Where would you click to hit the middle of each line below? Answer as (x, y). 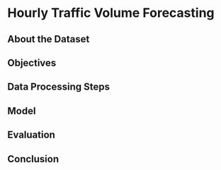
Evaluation (31, 135)
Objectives (32, 62)
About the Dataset (49, 39)
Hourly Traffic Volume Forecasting (111, 13)
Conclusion (33, 159)
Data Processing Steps (58, 87)
